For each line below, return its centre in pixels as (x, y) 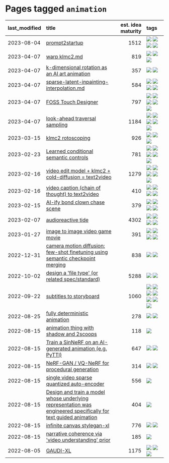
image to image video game (79, 231)
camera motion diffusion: (75, 246)
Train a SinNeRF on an (72, 342)
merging (56, 264)
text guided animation (72, 417)
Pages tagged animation (56, 9)
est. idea (131, 25)
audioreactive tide (67, 220)
